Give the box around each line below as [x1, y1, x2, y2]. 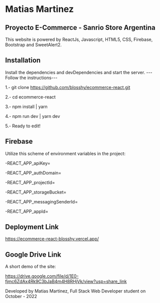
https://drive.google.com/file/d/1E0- [5, 273, 79, 279]
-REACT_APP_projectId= [5, 179, 56, 185]
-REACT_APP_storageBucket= [5, 189, 67, 195]
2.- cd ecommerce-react [5, 94, 56, 100]
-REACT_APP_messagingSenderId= [5, 199, 78, 204]
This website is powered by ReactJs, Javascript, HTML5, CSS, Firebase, [5, 36, 153, 42]
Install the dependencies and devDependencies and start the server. [5, 69, 146, 75]
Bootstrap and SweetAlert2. [5, 42, 62, 48]
